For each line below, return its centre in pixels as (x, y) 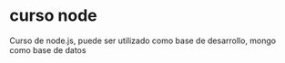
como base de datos (48, 49)
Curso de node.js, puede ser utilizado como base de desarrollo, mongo (143, 40)
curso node (53, 16)
